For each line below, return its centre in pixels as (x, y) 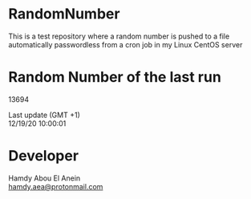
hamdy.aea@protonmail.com (56, 186)
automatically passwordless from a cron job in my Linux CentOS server (125, 44)
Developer (43, 156)
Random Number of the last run (115, 77)
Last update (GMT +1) (44, 115)
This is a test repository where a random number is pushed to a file (119, 36)
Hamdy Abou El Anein (45, 178)
